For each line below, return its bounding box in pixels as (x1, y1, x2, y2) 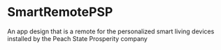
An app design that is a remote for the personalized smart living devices (7, 27, 215, 35)
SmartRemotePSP (7, 4, 113, 20)
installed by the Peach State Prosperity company (7, 34, 148, 42)
